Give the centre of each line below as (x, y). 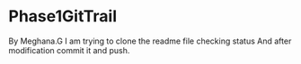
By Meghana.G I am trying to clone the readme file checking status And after (150, 41)
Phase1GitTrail (63, 16)
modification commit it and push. (69, 50)
